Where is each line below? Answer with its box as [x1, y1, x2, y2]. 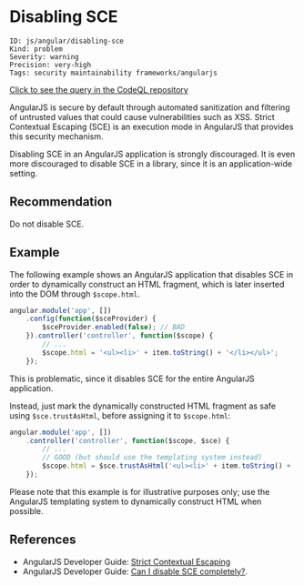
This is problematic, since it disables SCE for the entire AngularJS [9, 373, 255, 384]
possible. [9, 505, 44, 516]
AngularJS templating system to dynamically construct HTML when [9, 496, 262, 507]
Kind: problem [9, 44, 64, 54]
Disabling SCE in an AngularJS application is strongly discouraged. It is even [9, 148, 296, 159]
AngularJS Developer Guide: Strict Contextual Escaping [22, 556, 231, 567]
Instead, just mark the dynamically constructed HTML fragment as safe [9, 400, 277, 411]
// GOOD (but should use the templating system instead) [42, 453, 262, 462]
